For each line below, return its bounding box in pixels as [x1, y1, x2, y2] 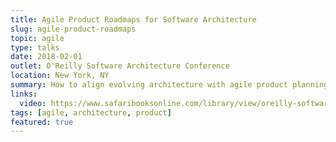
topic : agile [10, 33, 65, 43]
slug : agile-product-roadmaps [10, 24, 137, 34]
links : [10, 89, 38, 99]
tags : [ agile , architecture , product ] [10, 107, 172, 118]
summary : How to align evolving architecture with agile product [10, 80, 288, 90]
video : [19, 98, 47, 108]
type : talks [10, 42, 60, 53]
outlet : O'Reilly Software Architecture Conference [10, 61, 230, 71]
